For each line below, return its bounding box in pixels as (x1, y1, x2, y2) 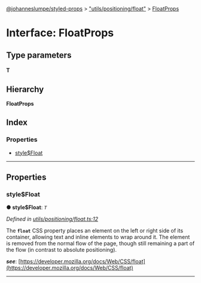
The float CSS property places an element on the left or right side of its (6, 227, 184, 234)
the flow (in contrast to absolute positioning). (6, 246, 117, 254)
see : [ (6, 258, 21, 265)
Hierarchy (6, 84, 44, 94)
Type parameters (6, 50, 72, 60)
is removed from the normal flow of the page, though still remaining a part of (6, 240, 195, 247)
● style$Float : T (6, 204, 47, 211)
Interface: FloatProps (6, 26, 114, 40)
